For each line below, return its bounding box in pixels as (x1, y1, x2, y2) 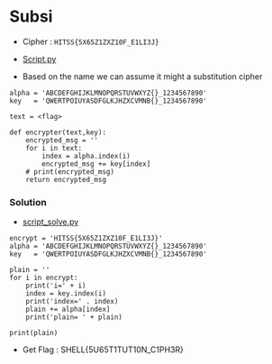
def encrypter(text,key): (9, 128, 106, 137)
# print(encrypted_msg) (25, 167, 115, 177)
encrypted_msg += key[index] (41, 159, 151, 168)
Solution (9, 196, 48, 208)
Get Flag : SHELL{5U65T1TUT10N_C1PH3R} (22, 344, 185, 355)
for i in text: (25, 143, 83, 152)
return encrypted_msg (25, 175, 106, 184)
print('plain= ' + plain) (25, 313, 123, 322)
